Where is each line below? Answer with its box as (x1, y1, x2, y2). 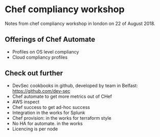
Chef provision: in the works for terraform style (12, 115, 111, 121)
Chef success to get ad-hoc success (12, 104, 90, 110)
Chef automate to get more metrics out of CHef (12, 93, 112, 99)
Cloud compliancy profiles (12, 54, 67, 60)
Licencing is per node (12, 126, 58, 132)
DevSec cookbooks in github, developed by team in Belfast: (12, 83, 139, 89)
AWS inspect (12, 98, 39, 105)
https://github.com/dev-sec (12, 88, 71, 94)
